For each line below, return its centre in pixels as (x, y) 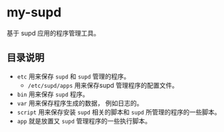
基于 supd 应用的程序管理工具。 (54, 33)
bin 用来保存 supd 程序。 (53, 94)
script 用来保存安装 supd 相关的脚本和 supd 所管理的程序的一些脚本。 (119, 112)
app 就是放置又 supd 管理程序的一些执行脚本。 (84, 121)
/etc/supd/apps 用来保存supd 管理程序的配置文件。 (103, 85)
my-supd (34, 12)
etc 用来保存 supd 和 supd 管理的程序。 (73, 76)
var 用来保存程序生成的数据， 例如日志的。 (80, 103)
